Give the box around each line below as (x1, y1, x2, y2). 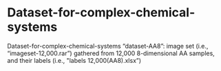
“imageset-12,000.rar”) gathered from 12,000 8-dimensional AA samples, (7, 49, 215, 57)
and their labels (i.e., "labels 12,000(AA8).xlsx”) (7, 56, 142, 64)
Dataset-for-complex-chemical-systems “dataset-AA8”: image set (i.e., (7, 42, 209, 50)
